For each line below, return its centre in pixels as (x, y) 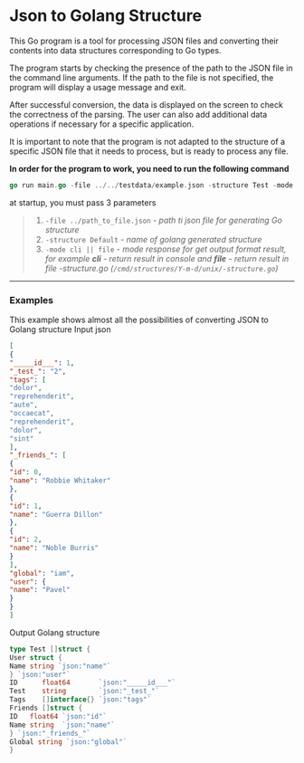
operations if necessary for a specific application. (102, 124)
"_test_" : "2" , (38, 371)
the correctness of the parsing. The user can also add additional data (138, 114)
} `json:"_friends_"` (50, 733)
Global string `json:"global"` (68, 742)
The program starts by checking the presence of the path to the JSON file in (152, 68)
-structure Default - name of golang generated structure (153, 239)
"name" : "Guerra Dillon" (56, 514)
